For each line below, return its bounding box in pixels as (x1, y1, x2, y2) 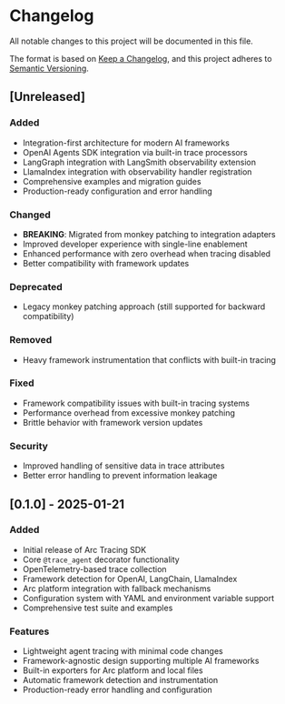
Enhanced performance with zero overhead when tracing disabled (22, 247, 270, 259)
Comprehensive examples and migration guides (22, 176, 201, 186)
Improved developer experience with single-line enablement (22, 238, 248, 249)
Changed (9, 208, 52, 221)
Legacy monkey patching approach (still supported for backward (22, 301, 266, 312)
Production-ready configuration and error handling (22, 186, 213, 196)
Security (9, 439, 48, 452)
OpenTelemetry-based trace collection (22, 563, 167, 574)
